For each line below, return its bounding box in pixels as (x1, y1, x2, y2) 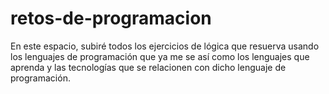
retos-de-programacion (10, 7, 212, 30)
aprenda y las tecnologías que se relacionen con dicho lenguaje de (10, 61, 287, 73)
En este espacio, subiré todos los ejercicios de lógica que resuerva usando (10, 40, 320, 52)
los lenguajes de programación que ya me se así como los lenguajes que (10, 50, 310, 62)
